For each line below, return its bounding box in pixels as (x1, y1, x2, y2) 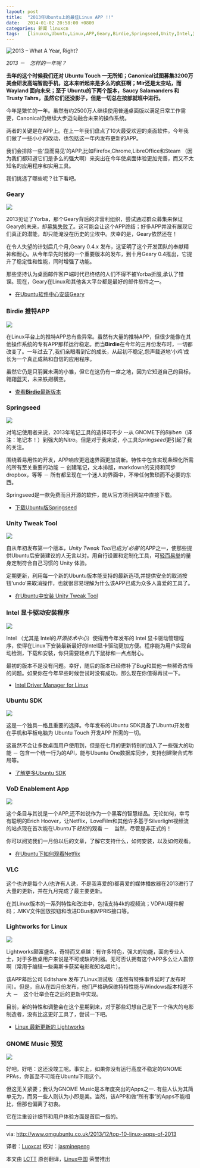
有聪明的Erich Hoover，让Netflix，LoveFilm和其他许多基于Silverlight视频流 (6, 817, 189, 825)
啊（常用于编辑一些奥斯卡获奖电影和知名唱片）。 (6, 963, 124, 970)
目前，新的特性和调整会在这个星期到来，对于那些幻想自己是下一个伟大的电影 (6, 1003, 194, 1010)
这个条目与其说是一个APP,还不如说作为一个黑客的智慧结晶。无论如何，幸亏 (6, 810, 190, 817)
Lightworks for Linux (6, 923, 67, 931)
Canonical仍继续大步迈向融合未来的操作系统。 (16, 114, 130, 122)
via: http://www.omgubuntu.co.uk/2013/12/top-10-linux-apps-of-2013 (6, 1130, 177, 1138)
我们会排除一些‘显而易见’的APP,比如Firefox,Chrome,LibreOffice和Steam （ (6, 147, 187, 155)
